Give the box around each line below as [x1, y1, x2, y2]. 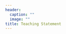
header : [5, 7, 21, 12]
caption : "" [9, 12, 35, 17]
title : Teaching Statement [5, 21, 61, 26]
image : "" [9, 16, 30, 21]
